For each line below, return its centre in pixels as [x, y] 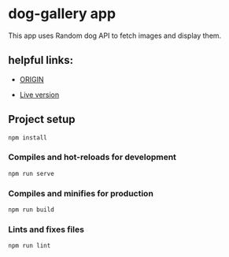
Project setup [42, 119]
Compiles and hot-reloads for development [92, 157]
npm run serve [31, 173]
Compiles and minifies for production [81, 193]
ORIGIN [32, 79]
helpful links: [41, 60]
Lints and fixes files [46, 229]
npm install [28, 138]
